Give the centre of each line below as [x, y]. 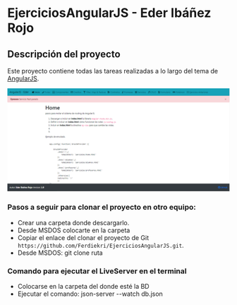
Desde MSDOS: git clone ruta [60, 253]
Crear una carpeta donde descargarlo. [73, 222]
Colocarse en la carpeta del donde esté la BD [83, 286]
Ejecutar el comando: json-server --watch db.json [90, 294]
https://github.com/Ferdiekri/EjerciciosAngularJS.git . [101, 245]
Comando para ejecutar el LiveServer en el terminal [97, 271]
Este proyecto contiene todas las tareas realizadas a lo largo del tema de [113, 71]
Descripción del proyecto [64, 54]
